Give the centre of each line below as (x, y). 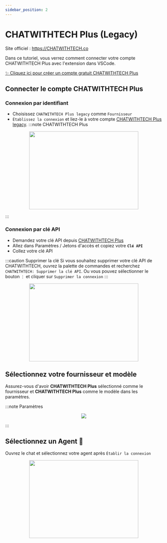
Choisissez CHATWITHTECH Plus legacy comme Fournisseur (72, 114)
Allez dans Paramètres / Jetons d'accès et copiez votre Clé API (78, 245)
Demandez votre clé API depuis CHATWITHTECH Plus (68, 240)
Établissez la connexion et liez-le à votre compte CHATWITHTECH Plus (87, 119)
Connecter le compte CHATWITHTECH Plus (74, 89)
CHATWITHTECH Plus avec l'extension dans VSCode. (60, 63)
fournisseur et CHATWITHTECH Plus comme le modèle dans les (72, 391)
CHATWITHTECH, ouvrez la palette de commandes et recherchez (73, 266)
